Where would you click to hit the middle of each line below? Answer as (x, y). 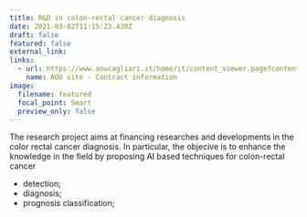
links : (22, 60)
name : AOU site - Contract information (102, 77)
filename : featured (55, 94)
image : (22, 86)
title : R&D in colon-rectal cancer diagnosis (97, 18)
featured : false (40, 43)
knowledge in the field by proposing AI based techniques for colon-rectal (147, 157)
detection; (42, 184)
